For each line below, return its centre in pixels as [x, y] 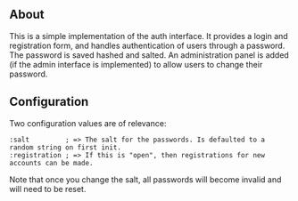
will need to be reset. [48, 189]
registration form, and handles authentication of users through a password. [147, 45]
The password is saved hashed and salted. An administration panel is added [149, 55]
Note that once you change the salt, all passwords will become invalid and [145, 179]
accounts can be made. [51, 163]
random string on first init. [66, 147]
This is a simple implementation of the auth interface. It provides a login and [149, 36]
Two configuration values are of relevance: [88, 123]
